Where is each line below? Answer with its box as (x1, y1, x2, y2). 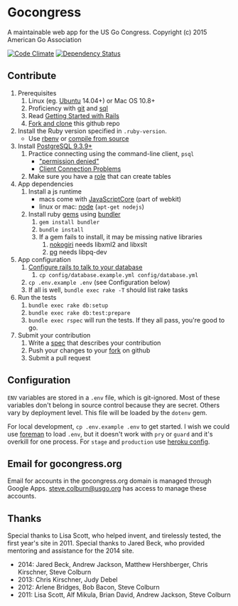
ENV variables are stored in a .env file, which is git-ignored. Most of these (7, 393, 220, 402)
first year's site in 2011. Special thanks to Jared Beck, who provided (7, 539, 205, 548)
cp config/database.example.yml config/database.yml (38, 271, 199, 278)
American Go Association (7, 35, 82, 43)
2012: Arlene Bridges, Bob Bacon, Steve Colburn (17, 583, 160, 592)
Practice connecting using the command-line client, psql (28, 149, 195, 157)
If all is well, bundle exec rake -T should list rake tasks (28, 286, 188, 294)
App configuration (17, 255, 71, 263)
